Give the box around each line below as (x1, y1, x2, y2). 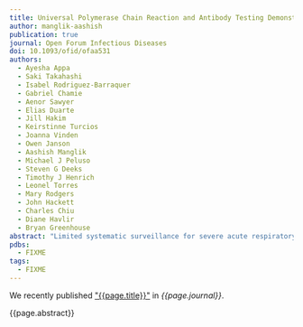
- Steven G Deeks (17, 164, 83, 173)
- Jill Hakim (17, 114, 67, 123)
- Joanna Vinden (17, 131, 78, 140)
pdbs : (9, 240, 30, 249)
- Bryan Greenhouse (17, 223, 91, 232)
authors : (9, 55, 42, 64)
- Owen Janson (17, 139, 70, 148)
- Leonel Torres (17, 182, 78, 191)
